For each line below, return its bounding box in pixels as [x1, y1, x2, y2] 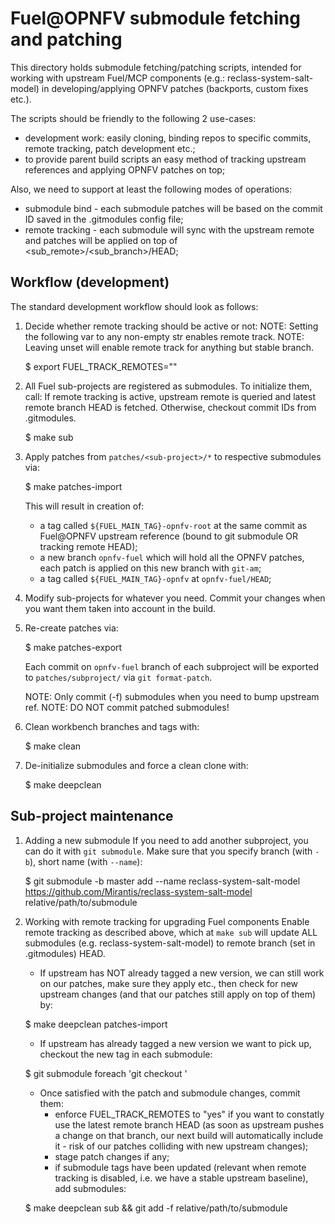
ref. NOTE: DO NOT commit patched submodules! [24, 701, 230, 713]
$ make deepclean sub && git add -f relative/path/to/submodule [24, 1202, 288, 1214]
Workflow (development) [10, 274, 170, 291]
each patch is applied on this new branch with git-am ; [39, 562, 262, 574]
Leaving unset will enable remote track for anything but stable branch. [24, 341, 315, 353]
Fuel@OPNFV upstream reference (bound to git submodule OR [39, 530, 299, 542]
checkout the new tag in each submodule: [39, 1048, 213, 1060]
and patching [10, 28, 123, 51]
